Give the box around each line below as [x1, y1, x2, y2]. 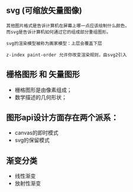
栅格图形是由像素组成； [14, 86, 72, 93]
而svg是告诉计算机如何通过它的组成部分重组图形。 [6, 29, 111, 35]
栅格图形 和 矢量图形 [6, 70, 80, 80]
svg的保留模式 [14, 136, 50, 144]
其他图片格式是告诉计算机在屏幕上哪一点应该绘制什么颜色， [6, 22, 129, 28]
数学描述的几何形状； [14, 93, 67, 100]
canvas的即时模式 [14, 129, 59, 136]
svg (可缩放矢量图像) [6, 5, 83, 16]
